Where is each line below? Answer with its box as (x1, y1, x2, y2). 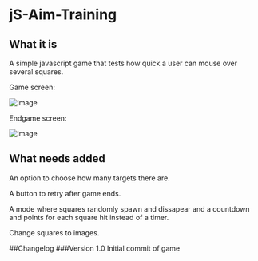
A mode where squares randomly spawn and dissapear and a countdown (9, 204, 250, 213)
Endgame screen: (9, 113, 67, 123)
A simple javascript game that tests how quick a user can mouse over (9, 58, 238, 68)
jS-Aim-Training (9, 6, 117, 24)
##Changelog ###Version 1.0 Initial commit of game (9, 243, 181, 253)
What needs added (9, 152, 106, 165)
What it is (9, 38, 58, 51)
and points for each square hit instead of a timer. (9, 212, 169, 222)
